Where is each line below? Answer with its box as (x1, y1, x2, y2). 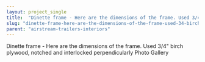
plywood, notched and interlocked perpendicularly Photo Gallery (6, 49, 169, 57)
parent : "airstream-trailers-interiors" (6, 26, 111, 32)
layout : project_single (6, 9, 67, 15)
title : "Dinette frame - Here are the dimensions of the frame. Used (6, 15, 190, 21)
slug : (6, 20, 20, 26)
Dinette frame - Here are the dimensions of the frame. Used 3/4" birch (6, 43, 184, 50)
